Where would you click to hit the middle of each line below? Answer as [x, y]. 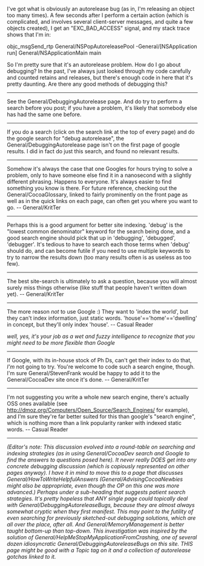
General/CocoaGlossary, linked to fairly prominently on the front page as [97, 195]
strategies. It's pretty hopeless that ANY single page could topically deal [97, 499]
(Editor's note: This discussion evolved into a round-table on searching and [101, 447]
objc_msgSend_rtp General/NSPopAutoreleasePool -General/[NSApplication [102, 46]
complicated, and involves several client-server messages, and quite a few [100, 22]
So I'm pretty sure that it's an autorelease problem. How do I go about [94, 64]
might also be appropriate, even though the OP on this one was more [93, 485]
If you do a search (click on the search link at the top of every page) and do [101, 132]
